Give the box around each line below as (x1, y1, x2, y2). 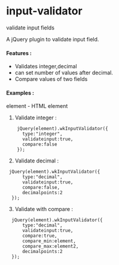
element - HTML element (6, 103, 68, 110)
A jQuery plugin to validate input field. (6, 35, 99, 43)
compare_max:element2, (22, 243, 79, 249)
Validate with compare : (14, 206, 74, 213)
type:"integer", (22, 131, 63, 137)
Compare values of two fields (14, 76, 88, 83)
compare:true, (22, 233, 58, 239)
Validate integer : (14, 114, 57, 121)
